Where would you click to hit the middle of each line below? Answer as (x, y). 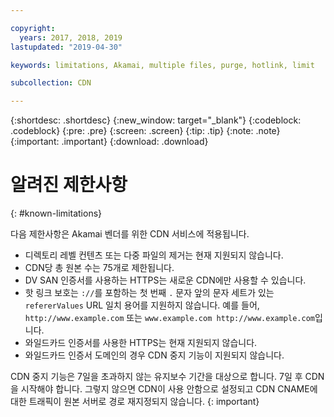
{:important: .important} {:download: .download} (109, 142)
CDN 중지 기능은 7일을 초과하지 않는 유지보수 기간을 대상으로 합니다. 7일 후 (156, 377)
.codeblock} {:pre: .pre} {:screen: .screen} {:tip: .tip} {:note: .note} (145, 131)
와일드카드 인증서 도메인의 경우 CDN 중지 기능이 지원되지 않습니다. (154, 355)
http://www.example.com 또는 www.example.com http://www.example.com (169, 318)
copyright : (33, 28)
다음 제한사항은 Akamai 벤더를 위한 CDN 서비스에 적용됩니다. (130, 234)
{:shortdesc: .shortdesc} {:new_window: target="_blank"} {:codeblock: (156, 120)
